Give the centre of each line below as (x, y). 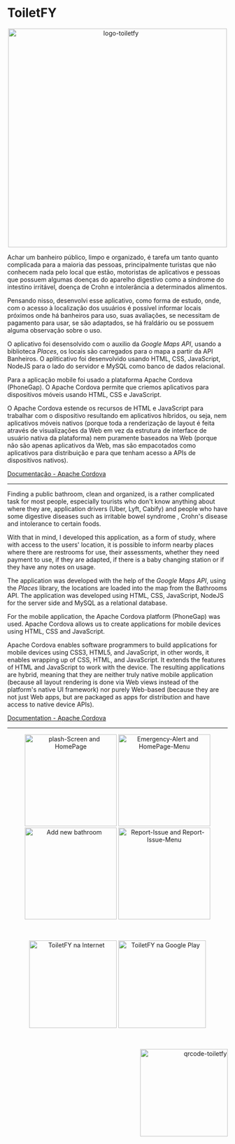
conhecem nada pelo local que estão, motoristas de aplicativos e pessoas (114, 272)
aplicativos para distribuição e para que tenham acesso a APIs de (101, 452)
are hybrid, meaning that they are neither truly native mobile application (110, 674)
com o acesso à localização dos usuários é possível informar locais (104, 308)
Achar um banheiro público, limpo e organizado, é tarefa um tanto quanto (113, 257)
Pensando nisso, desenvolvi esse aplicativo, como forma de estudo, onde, (114, 300)
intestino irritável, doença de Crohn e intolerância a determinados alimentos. (117, 287)
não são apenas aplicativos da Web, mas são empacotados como (102, 445)
